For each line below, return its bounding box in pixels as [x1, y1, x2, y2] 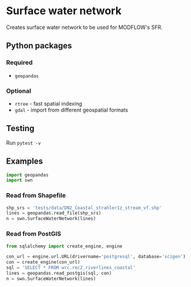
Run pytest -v [6, 139, 41, 146]
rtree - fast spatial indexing [14, 100, 83, 107]
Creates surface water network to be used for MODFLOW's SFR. [6, 24, 163, 31]
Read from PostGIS [6, 230, 61, 238]
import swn [6, 177, 33, 184]
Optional [6, 87, 31, 95]
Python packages [6, 41, 73, 51]
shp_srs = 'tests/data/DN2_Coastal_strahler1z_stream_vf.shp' [6, 205, 162, 211]
